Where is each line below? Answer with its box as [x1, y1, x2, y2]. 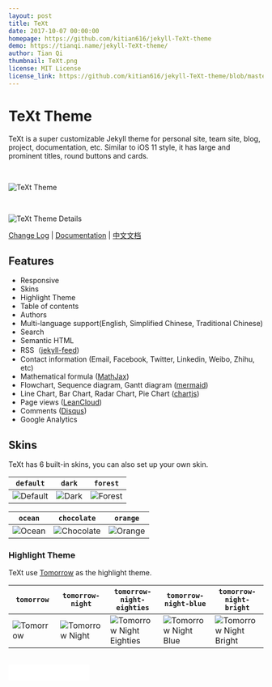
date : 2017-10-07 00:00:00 [8, 27, 100, 35]
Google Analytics [19, 414, 78, 425]
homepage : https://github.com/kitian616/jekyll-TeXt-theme [8, 34, 212, 43]
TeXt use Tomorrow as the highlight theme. [8, 568, 152, 578]
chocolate [57, 514, 96, 523]
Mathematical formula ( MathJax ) [19, 371, 130, 381]
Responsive [19, 276, 59, 286]
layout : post [8, 11, 53, 20]
